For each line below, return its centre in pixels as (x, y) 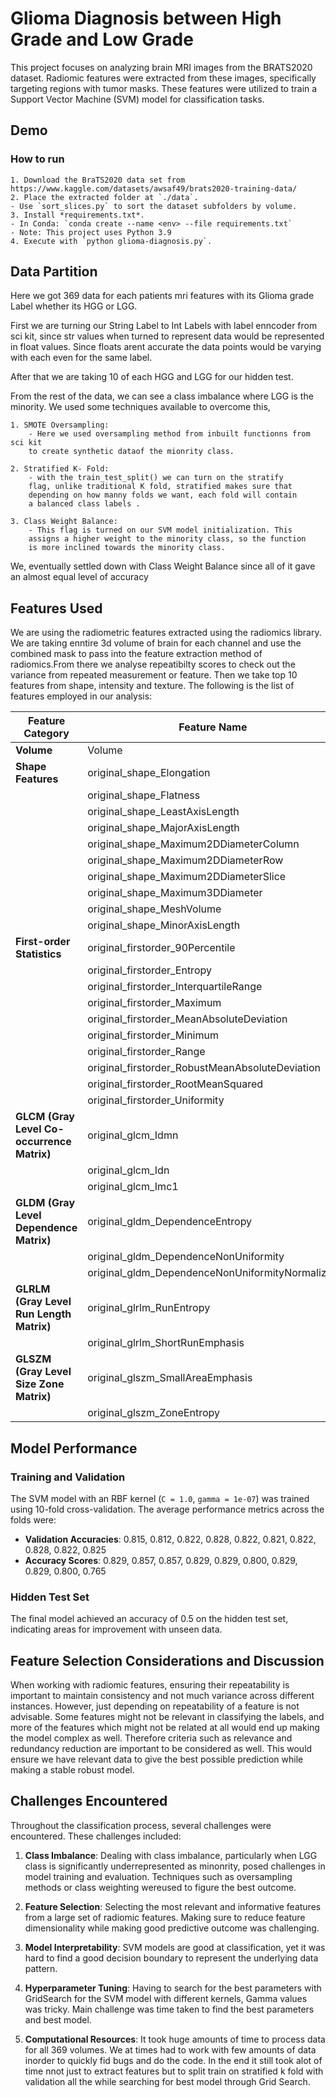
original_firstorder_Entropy (149, 970)
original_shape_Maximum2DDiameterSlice (187, 877)
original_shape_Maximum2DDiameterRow (185, 860)
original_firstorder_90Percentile (161, 948)
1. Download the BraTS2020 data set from (98, 180)
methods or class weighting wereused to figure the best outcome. (160, 1887)
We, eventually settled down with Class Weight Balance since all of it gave (163, 566)
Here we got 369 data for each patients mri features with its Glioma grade (162, 296)
